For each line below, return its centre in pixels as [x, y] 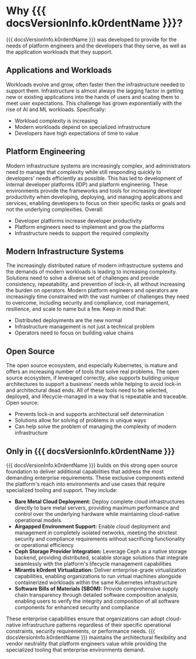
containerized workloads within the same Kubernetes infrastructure [96, 582]
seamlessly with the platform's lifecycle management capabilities [93, 564]
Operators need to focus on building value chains [74, 333]
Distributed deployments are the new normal [68, 320]
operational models [38, 520]
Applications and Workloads [59, 71]
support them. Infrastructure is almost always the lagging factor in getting [95, 91]
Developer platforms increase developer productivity [78, 220]
